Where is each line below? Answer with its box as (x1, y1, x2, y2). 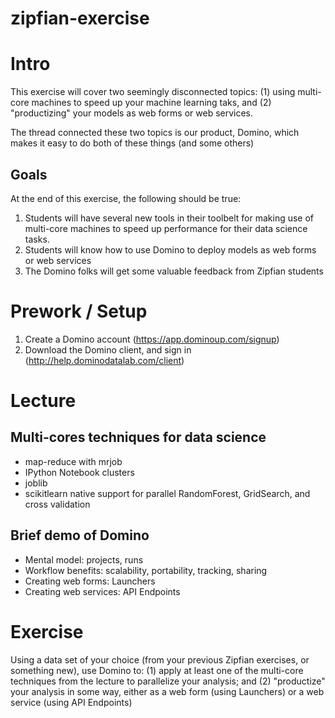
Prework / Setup (10, 300, 148, 323)
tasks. (24, 233, 50, 245)
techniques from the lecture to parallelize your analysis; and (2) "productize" (10, 675, 326, 687)
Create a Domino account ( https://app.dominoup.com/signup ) (24, 333, 280, 345)
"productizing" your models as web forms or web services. (10, 107, 254, 119)
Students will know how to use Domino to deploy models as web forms (24, 243, 317, 256)
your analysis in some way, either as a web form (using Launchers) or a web (10, 685, 325, 697)
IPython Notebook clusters (24, 466, 135, 478)
